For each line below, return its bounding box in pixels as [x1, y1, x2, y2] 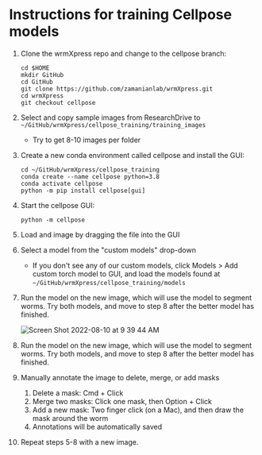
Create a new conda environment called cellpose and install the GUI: [20, 150, 245, 160]
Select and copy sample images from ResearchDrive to [20, 113, 201, 122]
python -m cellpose [20, 216, 86, 224]
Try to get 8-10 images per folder [32, 135, 141, 145]
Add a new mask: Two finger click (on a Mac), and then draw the [32, 405, 245, 415]
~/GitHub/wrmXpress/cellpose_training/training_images [20, 121, 206, 129]
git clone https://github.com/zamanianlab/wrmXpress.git [20, 85, 214, 93]
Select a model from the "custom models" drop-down [20, 245, 197, 255]
